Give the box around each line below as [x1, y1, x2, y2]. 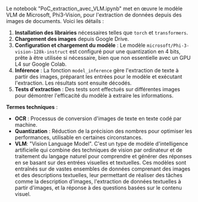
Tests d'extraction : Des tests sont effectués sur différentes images [14, 86, 180, 92]
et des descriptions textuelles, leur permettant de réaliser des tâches [14, 172, 183, 178]
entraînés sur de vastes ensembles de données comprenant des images [14, 165, 191, 172]
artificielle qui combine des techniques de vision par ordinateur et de [14, 146, 183, 153]
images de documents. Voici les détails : [6, 18, 105, 24]
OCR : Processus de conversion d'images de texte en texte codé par [14, 115, 182, 122]
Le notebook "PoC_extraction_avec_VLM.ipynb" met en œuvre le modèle [6, 5, 183, 12]
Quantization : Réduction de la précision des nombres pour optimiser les [14, 127, 193, 134]
